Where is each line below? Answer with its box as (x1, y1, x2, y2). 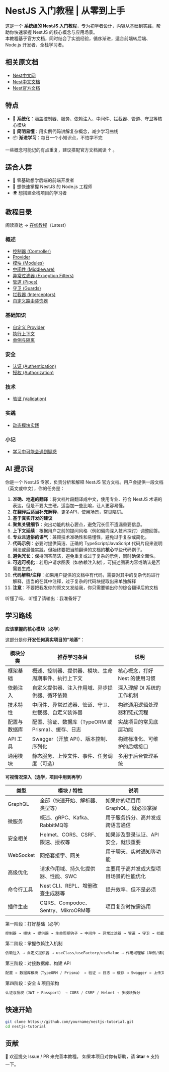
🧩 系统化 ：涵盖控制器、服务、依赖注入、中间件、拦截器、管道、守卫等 (12, 115, 158, 122)
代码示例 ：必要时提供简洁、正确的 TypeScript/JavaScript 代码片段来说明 (12, 540, 162, 546)
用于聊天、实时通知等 (105, 848, 156, 855)
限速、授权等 (40, 839, 70, 846)
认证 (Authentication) (12, 363, 56, 369)
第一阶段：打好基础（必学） (5, 920, 63, 927)
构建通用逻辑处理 (118, 701, 158, 708)
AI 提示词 (5, 465, 34, 473)
